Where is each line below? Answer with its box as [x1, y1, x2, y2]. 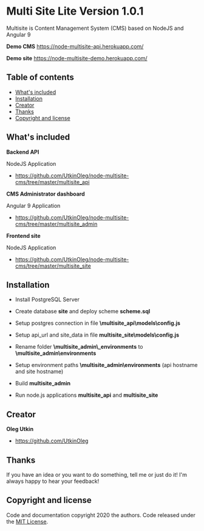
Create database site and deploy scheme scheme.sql [15, 308, 151, 315]
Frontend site [6, 232, 41, 239]
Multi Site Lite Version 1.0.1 [6, 4, 144, 18]
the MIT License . [6, 518, 49, 525]
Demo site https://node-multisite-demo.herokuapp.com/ [6, 54, 148, 62]
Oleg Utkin [6, 426, 34, 433]
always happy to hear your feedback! [6, 477, 100, 485]
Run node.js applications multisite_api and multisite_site [15, 391, 158, 399]
